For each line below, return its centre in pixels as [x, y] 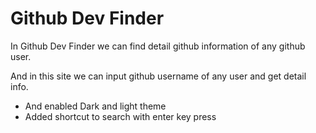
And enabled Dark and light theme [95, 106]
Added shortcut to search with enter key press [120, 116]
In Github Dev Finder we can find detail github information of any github [158, 46]
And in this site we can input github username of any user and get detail [158, 76]
